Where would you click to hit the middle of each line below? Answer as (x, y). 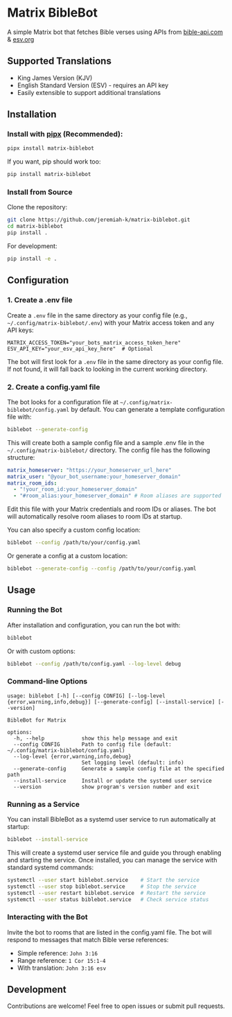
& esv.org (21, 39)
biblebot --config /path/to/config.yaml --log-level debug (94, 663)
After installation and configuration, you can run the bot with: (94, 625)
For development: (32, 246)
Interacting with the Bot (47, 917)
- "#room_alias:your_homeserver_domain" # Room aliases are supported (117, 496)
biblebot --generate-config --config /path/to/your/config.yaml (102, 569)
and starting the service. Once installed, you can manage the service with (112, 860)
